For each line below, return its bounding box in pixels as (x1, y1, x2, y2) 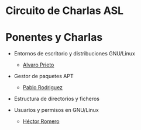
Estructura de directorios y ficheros (13, 95, 100, 103)
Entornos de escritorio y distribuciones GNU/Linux (13, 50, 135, 57)
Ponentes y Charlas (5, 31, 103, 44)
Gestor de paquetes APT (13, 73, 74, 80)
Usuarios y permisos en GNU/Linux (13, 107, 99, 114)
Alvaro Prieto (22, 61, 54, 68)
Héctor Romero (22, 118, 60, 125)
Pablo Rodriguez (22, 84, 63, 91)
